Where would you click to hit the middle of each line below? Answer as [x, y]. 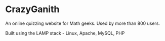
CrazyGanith [32, 9]
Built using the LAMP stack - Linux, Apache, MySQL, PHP [65, 33]
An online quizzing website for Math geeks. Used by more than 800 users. [83, 23]
